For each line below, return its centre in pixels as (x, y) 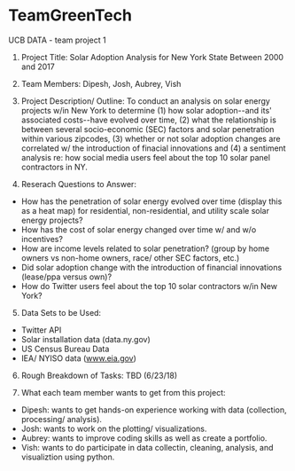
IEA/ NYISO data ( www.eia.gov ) (78, 358)
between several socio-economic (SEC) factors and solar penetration (147, 129)
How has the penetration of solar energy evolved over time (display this (151, 201)
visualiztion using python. (68, 457)
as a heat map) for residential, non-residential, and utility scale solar (145, 210)
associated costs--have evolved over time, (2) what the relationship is (148, 120)
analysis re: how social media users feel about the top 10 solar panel (146, 157)
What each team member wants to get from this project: (124, 392)
